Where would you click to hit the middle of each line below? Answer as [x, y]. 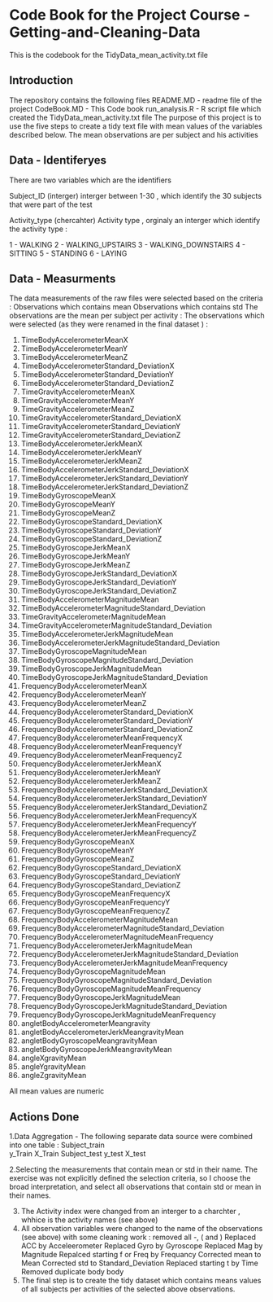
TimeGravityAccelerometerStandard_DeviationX [101, 418]
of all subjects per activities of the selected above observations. [128, 1289]
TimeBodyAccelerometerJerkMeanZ [82, 461]
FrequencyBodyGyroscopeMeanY [78, 850]
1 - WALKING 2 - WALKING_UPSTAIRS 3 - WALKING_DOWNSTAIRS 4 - [128, 244]
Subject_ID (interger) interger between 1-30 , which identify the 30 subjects [136, 195]
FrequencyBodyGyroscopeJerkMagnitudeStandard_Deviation [124, 1006]
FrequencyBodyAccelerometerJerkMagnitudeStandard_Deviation [130, 954]
